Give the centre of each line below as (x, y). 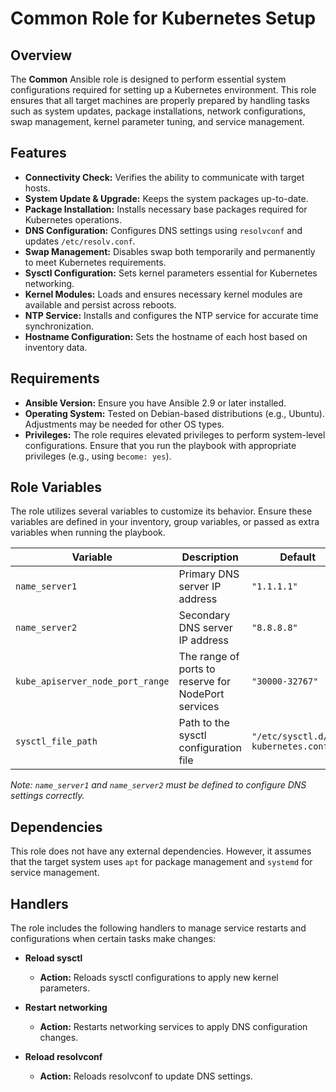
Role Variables (56, 487)
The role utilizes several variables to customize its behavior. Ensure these (161, 511)
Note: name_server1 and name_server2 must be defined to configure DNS (158, 785)
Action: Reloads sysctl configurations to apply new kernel (159, 978)
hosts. (37, 188)
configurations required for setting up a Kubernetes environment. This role (163, 90)
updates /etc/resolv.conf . (80, 241)
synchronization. (59, 326)
